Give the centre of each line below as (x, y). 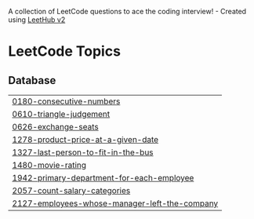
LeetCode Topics (65, 51)
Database (32, 80)
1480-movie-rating (49, 165)
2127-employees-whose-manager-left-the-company (115, 203)
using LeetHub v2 (37, 20)
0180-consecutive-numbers (66, 101)
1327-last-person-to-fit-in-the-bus (83, 152)
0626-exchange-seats (56, 127)
